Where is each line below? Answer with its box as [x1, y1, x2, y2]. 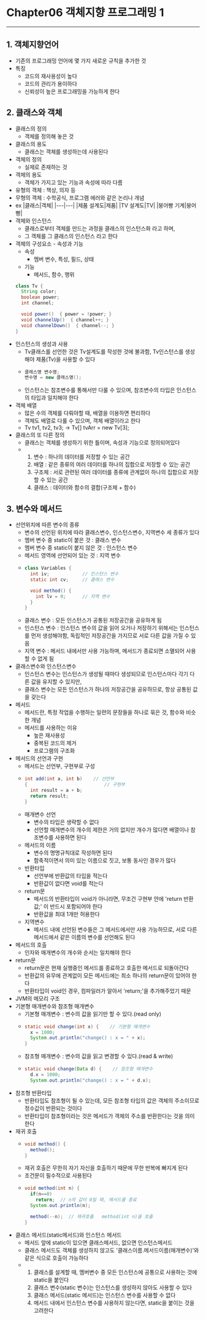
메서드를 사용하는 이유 [24, 724, 78, 731]
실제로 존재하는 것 [24, 163, 67, 171]
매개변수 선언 [24, 810, 56, 818]
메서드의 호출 [15, 941, 47, 949]
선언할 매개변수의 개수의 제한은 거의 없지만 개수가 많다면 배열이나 [33, 826, 189, 833]
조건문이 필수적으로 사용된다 [24, 1172, 92, 1179]
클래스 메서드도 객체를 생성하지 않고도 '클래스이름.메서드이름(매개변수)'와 [24, 1246, 199, 1254]
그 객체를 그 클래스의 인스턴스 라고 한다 [24, 232, 118, 239]
